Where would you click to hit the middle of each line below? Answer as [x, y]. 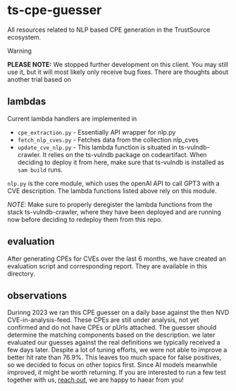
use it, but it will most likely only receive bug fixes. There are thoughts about [118, 72]
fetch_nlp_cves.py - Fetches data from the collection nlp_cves [108, 139]
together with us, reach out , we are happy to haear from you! [96, 380]
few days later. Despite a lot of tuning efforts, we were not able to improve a [117, 350]
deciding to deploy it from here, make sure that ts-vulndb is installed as [121, 162]
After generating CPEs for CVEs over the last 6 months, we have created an [117, 259]
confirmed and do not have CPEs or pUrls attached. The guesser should [112, 328]
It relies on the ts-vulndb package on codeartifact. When [125, 154]
